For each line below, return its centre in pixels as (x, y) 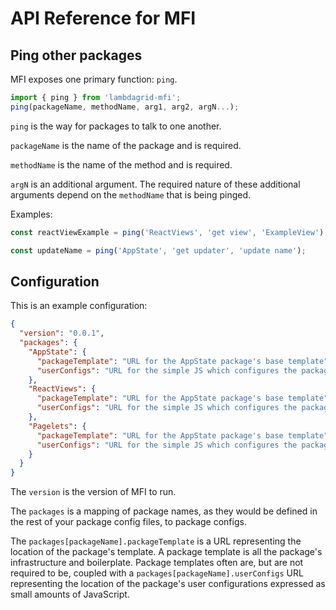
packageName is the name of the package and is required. (126, 145)
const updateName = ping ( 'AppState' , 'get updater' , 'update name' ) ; (158, 250)
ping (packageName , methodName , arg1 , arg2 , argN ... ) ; (125, 107)
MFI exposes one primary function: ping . (94, 79)
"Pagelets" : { (57, 426)
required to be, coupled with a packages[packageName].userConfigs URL (157, 573)
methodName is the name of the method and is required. (121, 164)
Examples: (31, 214)
